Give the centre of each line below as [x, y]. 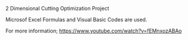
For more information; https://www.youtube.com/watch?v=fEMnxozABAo [94, 31]
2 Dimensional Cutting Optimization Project [57, 8]
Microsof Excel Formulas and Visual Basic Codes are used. [76, 19]
